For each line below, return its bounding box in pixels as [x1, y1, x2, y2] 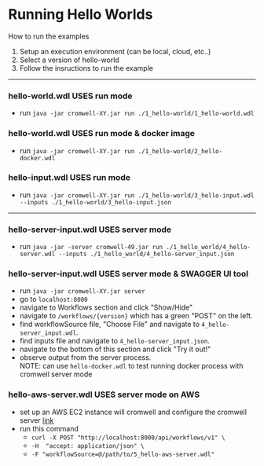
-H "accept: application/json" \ [31, 442, 145, 449]
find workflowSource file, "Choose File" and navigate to [19, 320, 200, 329]
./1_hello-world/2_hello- [137, 147, 223, 155]
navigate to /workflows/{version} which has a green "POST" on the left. [19, 311, 253, 321]
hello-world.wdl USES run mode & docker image [8, 128, 195, 139]
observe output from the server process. [19, 353, 152, 362]
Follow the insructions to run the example [19, 63, 153, 72]
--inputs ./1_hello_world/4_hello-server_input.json [58, 250, 235, 259]
